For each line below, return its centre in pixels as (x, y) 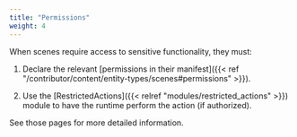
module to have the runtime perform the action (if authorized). (137, 105)
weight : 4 (28, 26)
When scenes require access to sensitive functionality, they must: (131, 51)
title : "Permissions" (50, 17)
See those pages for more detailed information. (96, 123)
